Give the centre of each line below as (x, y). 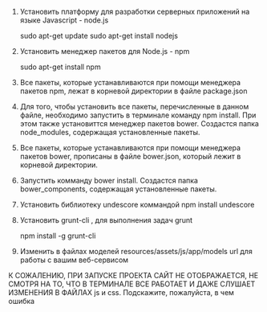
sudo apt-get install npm (61, 67)
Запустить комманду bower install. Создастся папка (109, 181)
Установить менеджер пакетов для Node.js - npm (105, 51)
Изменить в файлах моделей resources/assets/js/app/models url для (136, 251)
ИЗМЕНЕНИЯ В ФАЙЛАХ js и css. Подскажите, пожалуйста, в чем (121, 292)
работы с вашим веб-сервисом (74, 260)
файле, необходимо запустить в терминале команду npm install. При (138, 115)
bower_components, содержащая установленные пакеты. (118, 189)
